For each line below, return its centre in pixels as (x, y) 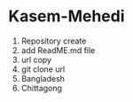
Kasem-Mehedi (66, 16)
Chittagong (42, 88)
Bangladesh (43, 78)
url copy (36, 59)
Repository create (54, 41)
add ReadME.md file (58, 50)
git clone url (43, 69)
